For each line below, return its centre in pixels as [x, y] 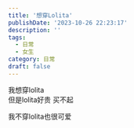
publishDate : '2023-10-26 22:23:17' [68, 23]
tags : [17, 37]
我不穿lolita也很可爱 [40, 116]
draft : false [29, 67]
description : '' [34, 30]
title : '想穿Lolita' [40, 15]
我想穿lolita [26, 90]
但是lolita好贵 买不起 [41, 100]
